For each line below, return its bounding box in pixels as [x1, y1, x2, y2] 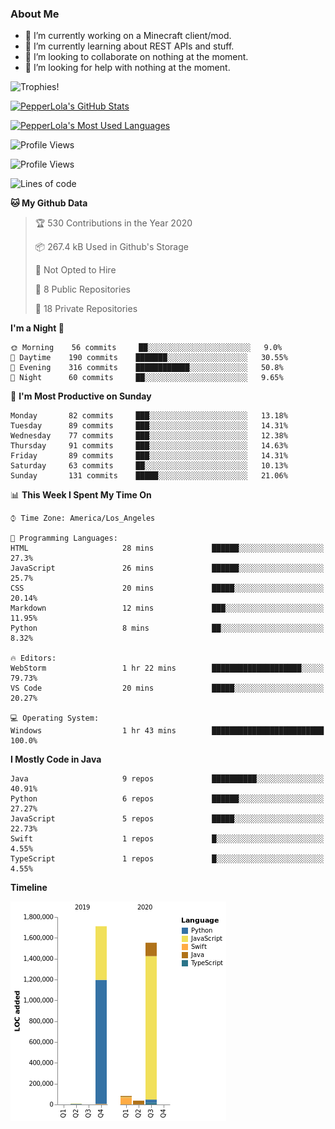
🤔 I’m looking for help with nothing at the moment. [24, 62, 231, 74]
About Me [10, 7, 60, 21]
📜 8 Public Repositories [34, 283, 131, 296]
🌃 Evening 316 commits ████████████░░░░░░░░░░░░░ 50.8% [10, 363, 284, 373]
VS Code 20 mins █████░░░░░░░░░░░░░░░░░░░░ [10, 683, 325, 694]
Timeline [10, 882, 48, 894]
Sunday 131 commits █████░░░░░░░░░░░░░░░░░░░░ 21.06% [10, 471, 288, 481]
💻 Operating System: [10, 713, 100, 724]
